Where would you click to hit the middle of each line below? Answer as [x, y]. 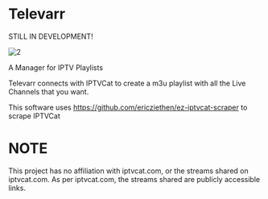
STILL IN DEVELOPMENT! [51, 36]
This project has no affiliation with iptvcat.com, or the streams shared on [128, 171]
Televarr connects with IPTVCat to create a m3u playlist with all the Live [127, 83]
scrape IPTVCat [34, 116]
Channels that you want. [49, 91]
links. [17, 188]
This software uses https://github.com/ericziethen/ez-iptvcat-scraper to [128, 107]
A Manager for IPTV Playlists [56, 67]
